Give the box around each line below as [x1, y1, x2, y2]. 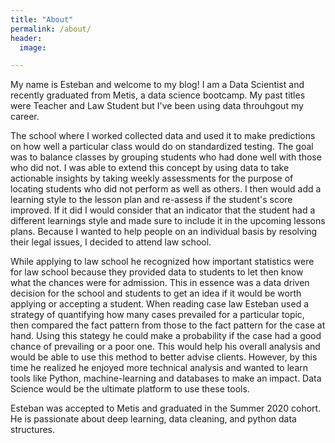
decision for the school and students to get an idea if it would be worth [10, 287, 302, 300]
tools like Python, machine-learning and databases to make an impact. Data [10, 372, 322, 385]
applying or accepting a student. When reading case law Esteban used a [10, 298, 310, 310]
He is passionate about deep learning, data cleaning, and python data [10, 413, 297, 425]
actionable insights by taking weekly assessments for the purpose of [10, 172, 294, 185]
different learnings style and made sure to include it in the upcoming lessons [10, 215, 326, 227]
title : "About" [10, 14, 74, 25]
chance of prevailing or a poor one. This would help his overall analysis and [10, 341, 321, 353]
